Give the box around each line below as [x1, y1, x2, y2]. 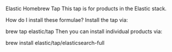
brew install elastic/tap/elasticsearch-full [5, 40, 105, 46]
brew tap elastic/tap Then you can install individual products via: [5, 28, 163, 35]
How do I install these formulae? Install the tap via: [5, 17, 128, 23]
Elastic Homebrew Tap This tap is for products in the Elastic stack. [5, 5, 167, 12]
